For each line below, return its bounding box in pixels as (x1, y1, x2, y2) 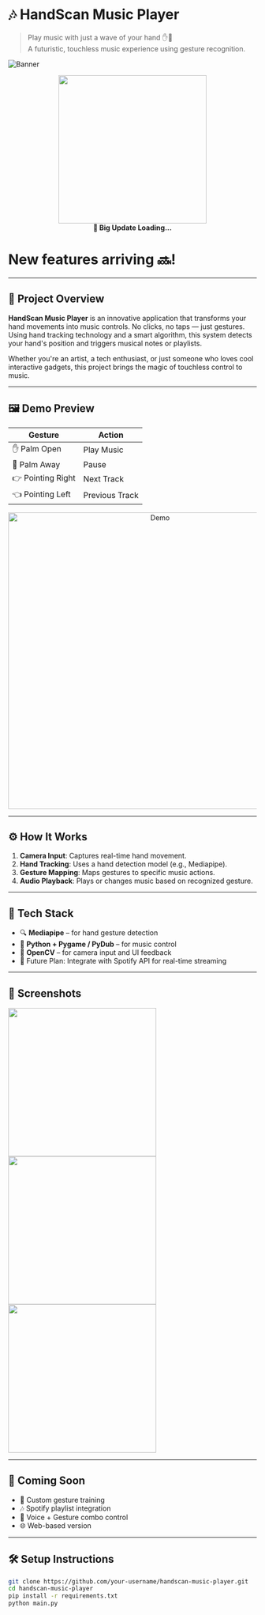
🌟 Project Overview (8, 292, 105, 306)
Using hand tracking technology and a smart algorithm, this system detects (8, 330, 252, 339)
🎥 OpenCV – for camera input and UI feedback (19, 948, 172, 957)
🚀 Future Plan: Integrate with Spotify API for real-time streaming (19, 957, 227, 966)
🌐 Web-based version (19, 1520, 92, 1530)
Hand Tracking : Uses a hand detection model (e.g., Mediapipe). (19, 859, 227, 869)
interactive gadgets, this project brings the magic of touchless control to (8, 362, 243, 372)
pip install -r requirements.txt (8, 1592, 118, 1600)
